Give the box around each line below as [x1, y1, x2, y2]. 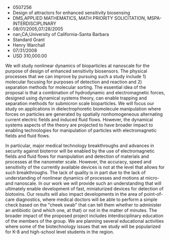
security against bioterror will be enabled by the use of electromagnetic [5, 148, 155, 154]
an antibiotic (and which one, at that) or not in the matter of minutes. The [5, 208, 157, 213]
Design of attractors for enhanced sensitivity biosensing [12, 10, 130, 16]
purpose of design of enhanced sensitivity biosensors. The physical [5, 68, 147, 74]
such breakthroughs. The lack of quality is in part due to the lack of [5, 169, 146, 176]
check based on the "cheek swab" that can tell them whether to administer [5, 202, 162, 208]
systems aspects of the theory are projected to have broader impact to [5, 122, 153, 128]
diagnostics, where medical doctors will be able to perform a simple [16, 196, 158, 202]
